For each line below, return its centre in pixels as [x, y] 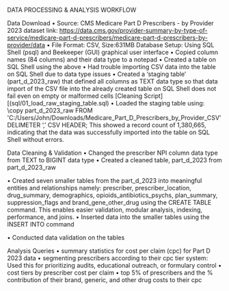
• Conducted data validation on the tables [66, 238]
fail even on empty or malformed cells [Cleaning [75, 96]
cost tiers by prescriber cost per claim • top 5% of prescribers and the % [110, 273]
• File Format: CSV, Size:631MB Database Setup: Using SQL [131, 45]
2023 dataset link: [32, 30]
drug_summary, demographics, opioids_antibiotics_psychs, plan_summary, [112, 195]
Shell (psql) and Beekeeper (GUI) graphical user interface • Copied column [113, 52]
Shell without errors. [36, 139]
